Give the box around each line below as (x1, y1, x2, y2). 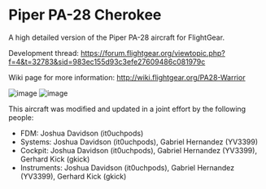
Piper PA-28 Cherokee (8, 6, 162, 24)
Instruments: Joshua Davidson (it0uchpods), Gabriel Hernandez (20, 162, 234, 172)
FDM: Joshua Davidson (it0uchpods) (20, 128, 144, 138)
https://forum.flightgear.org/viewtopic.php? (80, 48, 226, 58)
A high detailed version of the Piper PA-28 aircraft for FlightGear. (8, 32, 225, 42)
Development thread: (8, 48, 79, 58)
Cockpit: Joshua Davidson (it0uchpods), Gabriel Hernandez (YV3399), (20, 145, 258, 155)
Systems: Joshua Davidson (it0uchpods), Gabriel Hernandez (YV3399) (20, 136, 259, 147)
